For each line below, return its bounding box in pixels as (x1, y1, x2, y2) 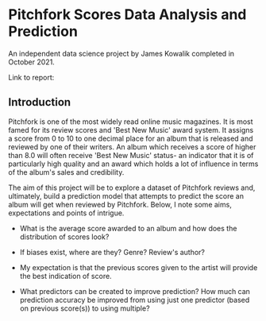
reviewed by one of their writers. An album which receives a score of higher (8, 141, 256, 152)
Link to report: (8, 72, 55, 82)
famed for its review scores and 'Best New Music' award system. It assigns (8, 125, 254, 134)
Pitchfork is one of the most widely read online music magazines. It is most (8, 117, 253, 126)
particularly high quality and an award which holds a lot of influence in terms (8, 159, 259, 168)
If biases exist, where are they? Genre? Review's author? (19, 247, 205, 257)
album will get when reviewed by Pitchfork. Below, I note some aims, (8, 199, 232, 209)
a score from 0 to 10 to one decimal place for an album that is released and (8, 133, 253, 143)
